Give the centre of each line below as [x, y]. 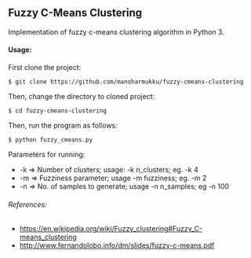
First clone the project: [45, 68]
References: [27, 205]
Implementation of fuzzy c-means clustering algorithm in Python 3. [116, 31]
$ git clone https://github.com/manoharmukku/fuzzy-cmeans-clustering [126, 82]
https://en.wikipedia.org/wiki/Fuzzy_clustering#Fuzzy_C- [111, 229]
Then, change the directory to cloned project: [82, 97]
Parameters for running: [47, 155]
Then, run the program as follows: [63, 126]
